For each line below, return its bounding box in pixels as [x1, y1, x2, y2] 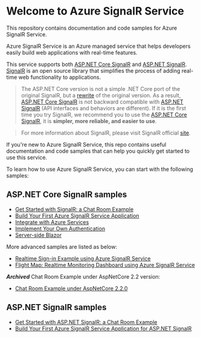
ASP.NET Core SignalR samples [6, 190, 127, 200]
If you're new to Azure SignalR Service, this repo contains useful [6, 141, 167, 148]
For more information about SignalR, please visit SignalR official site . [21, 129, 191, 136]
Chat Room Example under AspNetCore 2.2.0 [14, 285, 128, 292]
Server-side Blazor [14, 231, 62, 239]
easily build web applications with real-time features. [6, 48, 138, 56]
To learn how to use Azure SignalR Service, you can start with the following [6, 165, 193, 173]
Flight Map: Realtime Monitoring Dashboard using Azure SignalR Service [14, 261, 195, 268]
